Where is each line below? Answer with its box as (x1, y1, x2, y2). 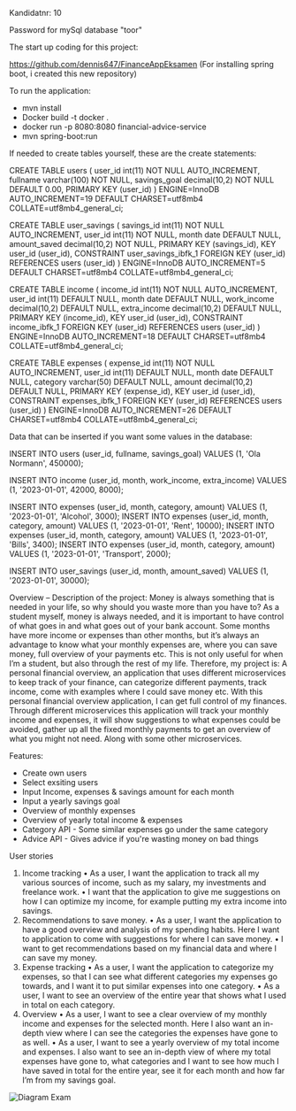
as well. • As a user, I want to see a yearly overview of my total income (21, 1038, 280, 1047)
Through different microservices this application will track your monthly (9, 706, 269, 715)
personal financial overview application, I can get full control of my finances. (9, 696, 287, 706)
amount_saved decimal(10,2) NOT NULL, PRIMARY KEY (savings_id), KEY (9, 239, 277, 249)
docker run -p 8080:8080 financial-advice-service (21, 121, 208, 132)
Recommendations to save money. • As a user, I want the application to (21, 915, 282, 925)
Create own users (21, 768, 87, 778)
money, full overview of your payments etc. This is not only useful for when (9, 649, 284, 659)
